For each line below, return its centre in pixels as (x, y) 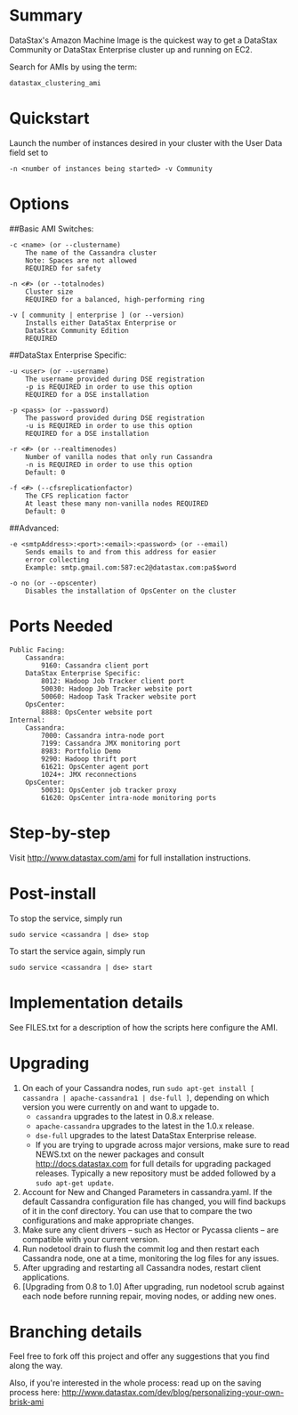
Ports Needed (61, 626)
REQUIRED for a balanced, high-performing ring (115, 299)
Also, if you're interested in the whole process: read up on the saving (136, 1383)
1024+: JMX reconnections (89, 774)
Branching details (76, 1332)
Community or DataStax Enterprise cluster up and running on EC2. (131, 49)
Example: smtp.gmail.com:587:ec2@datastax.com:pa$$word (131, 567)
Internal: (28, 720)
